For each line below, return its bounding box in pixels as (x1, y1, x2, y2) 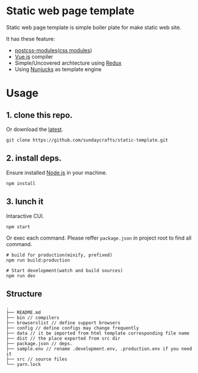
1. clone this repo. (6, 110, 73, 120)
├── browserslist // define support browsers (6, 320, 120, 326)
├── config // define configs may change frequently (6, 325, 139, 331)
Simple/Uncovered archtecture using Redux (14, 59, 122, 66)
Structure (6, 289, 43, 299)
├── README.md (6, 310, 41, 315)
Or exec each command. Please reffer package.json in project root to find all (6, 234, 191, 241)
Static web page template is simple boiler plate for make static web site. (6, 24, 182, 31)
